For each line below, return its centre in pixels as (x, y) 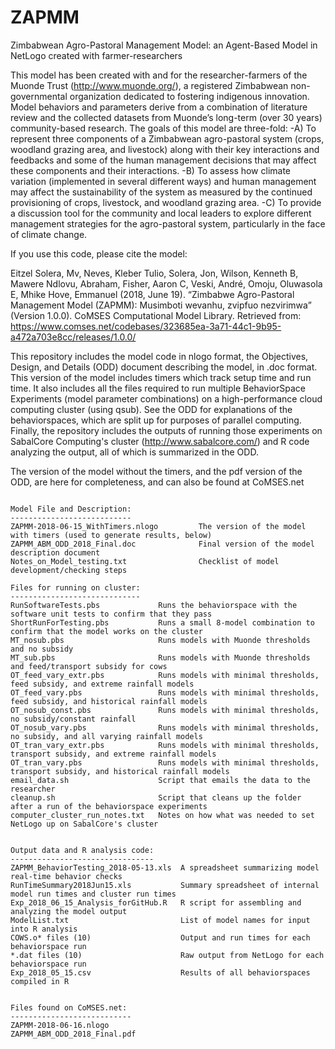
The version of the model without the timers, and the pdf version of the (156, 471)
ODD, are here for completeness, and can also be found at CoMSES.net (157, 482)
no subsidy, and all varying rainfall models (106, 736)
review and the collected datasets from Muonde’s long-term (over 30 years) (166, 117)
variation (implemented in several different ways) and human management (163, 181)
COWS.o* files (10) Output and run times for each (160, 937)
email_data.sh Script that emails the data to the (160, 780)
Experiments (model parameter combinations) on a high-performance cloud (166, 398)
